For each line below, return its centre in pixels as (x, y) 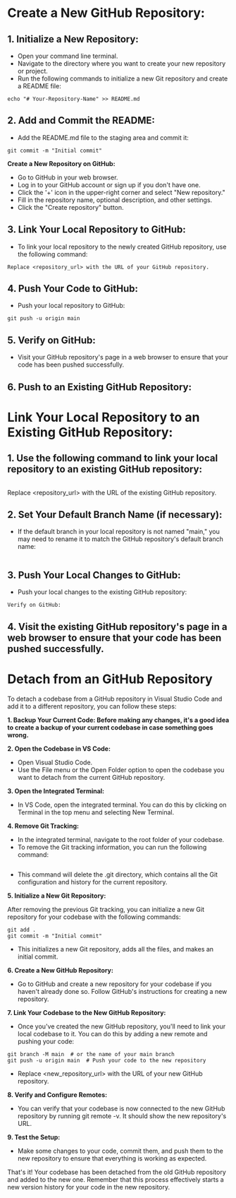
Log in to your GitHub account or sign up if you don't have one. (109, 184)
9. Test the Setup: (34, 1137)
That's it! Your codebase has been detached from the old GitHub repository (117, 1172)
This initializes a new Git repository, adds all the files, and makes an (115, 949)
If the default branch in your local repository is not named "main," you (118, 532)
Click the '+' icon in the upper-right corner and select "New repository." (121, 192)
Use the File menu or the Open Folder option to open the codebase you (121, 770)
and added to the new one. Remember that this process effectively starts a (116, 1179)
